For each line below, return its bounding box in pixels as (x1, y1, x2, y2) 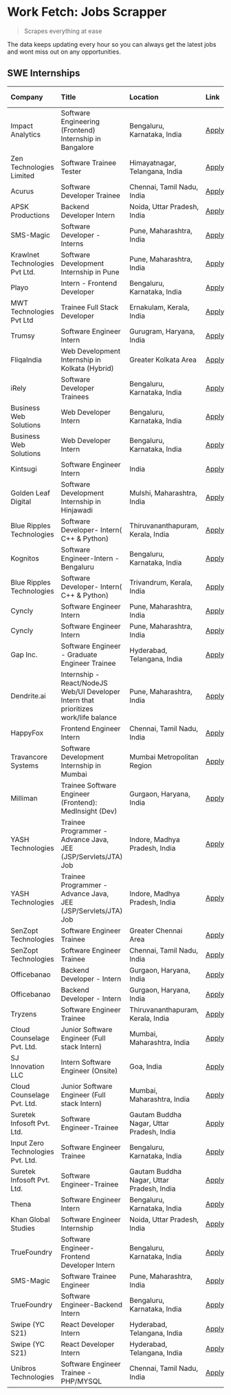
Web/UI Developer (60, 686, 120, 696)
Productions (10, 210, 50, 220)
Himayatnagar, (129, 158, 177, 167)
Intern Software (60, 1057, 111, 1067)
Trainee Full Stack (60, 302, 119, 312)
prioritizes (60, 704, 93, 713)
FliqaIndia (10, 355, 43, 365)
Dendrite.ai (10, 691, 46, 700)
